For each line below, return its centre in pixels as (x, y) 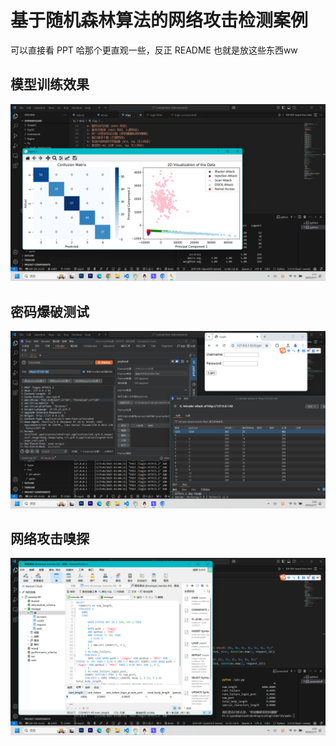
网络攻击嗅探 (50, 538)
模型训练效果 (50, 84)
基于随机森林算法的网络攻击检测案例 (159, 20)
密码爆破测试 (50, 311)
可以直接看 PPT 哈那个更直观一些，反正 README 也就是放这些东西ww (154, 50)
